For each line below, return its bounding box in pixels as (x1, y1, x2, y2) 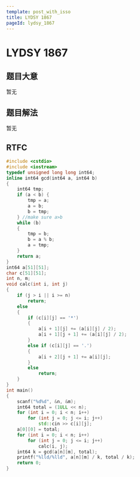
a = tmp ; (28, 242, 50, 248)
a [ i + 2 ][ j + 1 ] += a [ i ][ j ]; (38, 354, 111, 360)
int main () (6, 387, 34, 393)
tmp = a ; (28, 198, 50, 204)
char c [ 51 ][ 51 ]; (6, 270, 47, 276)
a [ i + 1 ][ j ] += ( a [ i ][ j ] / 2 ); (38, 326, 117, 332)
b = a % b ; (28, 237, 55, 243)
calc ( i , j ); (38, 443, 68, 449)
